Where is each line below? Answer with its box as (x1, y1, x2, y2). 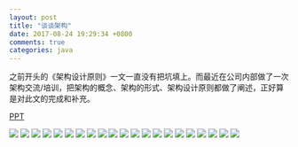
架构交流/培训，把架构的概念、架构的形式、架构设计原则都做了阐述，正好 (9, 82, 277, 93)
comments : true (9, 37, 66, 47)
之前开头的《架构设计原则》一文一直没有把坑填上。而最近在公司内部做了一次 (9, 72, 289, 82)
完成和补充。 (47, 94, 95, 104)
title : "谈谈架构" (9, 21, 73, 30)
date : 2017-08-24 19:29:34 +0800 (9, 29, 133, 38)
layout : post (9, 12, 58, 22)
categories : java (9, 46, 74, 55)
